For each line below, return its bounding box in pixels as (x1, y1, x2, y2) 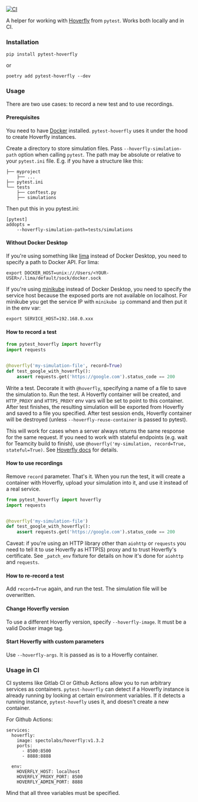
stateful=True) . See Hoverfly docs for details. (6, 446, 118, 453)
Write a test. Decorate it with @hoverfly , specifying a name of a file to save (6, 384, 187, 391)
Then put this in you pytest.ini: (6, 204, 80, 212)
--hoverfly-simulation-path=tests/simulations (16, 226, 133, 233)
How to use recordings (6, 460, 63, 467)
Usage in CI (6, 665, 39, 674)
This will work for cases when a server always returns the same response (6, 427, 185, 434)
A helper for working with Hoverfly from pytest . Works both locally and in (6, 17, 184, 24)
